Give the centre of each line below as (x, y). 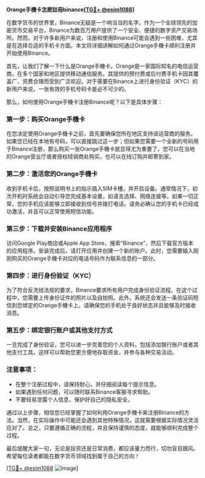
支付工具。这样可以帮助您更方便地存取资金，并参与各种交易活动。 (94, 352)
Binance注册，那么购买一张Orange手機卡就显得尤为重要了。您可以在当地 (103, 149)
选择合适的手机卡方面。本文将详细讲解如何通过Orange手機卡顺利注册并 (106, 45)
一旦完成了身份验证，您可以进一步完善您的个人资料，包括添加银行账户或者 (100, 345)
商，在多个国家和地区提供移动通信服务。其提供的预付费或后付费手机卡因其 (100, 74)
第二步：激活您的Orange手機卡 (52, 174)
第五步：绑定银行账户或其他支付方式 (59, 330)
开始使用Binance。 (30, 53)
